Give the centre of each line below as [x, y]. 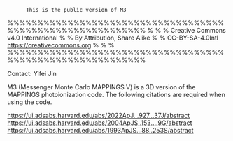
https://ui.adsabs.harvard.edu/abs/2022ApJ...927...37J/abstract [99, 116]
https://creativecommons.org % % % [61, 45]
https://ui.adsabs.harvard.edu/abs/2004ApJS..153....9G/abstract [100, 123]
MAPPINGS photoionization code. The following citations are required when [116, 95]
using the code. [30, 102]
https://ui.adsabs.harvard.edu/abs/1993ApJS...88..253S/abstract [100, 130]
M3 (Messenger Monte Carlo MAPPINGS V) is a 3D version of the [101, 87]
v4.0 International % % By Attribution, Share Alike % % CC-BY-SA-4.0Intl [113, 38]
